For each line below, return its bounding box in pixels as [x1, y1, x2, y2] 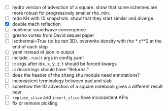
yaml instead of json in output [12, 49, 75, 55]
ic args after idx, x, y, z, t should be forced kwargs [12, 61, 117, 67]
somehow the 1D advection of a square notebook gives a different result [12, 83, 163, 89]
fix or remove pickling [12, 100, 58, 106]
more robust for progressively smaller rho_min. [12, 10, 110, 16]
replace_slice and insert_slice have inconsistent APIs [12, 94, 128, 100]
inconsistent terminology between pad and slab [12, 78, 112, 84]
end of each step [12, 44, 48, 50]
